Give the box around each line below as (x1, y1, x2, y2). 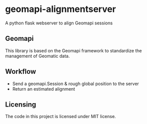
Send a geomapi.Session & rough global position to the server (12, 81, 139, 87)
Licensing (5, 100, 36, 109)
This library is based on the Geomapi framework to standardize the (5, 47, 142, 53)
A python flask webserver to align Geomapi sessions (5, 20, 113, 26)
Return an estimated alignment (12, 86, 75, 92)
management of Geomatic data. (5, 53, 70, 59)
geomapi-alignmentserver (5, 3, 116, 15)
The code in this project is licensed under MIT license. (5, 114, 116, 120)
